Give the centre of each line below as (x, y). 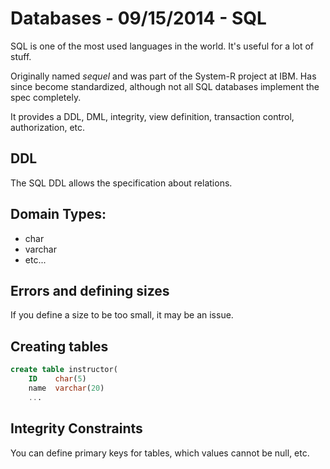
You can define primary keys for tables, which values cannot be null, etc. (160, 453)
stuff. (21, 56)
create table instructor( (64, 370)
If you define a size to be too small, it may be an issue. (122, 315)
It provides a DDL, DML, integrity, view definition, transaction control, (152, 116)
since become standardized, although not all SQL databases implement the (165, 86)
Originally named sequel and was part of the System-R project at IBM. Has (163, 76)
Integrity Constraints (76, 428)
